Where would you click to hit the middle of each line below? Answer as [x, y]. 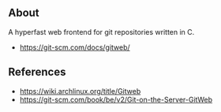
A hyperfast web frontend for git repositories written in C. [101, 32]
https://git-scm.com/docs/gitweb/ [75, 47]
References [37, 72]
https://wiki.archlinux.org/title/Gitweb [80, 91]
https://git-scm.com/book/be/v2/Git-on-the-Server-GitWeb [116, 99]
